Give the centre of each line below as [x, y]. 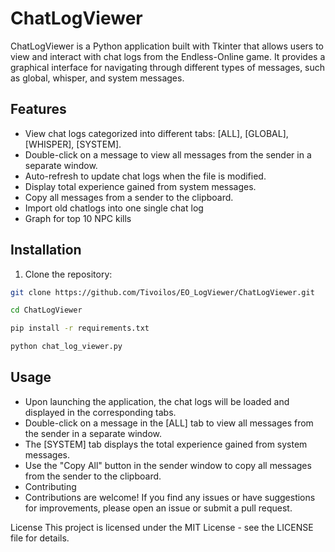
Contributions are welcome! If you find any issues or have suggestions [170, 497]
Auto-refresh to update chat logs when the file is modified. [145, 176]
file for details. [40, 538]
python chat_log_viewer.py [66, 347]
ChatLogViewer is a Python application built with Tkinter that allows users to [167, 46]
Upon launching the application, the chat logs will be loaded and [157, 401]
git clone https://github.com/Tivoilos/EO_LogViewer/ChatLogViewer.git [162, 292]
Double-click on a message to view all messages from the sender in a [168, 154]
